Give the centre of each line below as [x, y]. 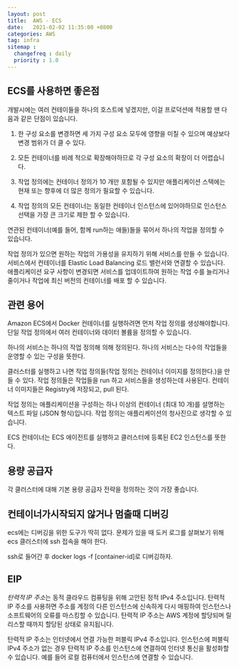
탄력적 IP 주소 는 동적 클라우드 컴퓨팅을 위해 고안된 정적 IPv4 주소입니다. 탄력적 [116, 597]
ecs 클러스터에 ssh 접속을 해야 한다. [58, 541]
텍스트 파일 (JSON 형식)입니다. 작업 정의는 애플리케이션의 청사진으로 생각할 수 [116, 413]
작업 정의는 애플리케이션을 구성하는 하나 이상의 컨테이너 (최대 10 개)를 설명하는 [116, 405]
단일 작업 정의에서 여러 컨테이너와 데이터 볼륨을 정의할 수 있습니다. [99, 333]
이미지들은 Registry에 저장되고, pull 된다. [72, 390]
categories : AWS [31, 34]
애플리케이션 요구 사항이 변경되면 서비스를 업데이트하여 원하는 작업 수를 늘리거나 [118, 271]
